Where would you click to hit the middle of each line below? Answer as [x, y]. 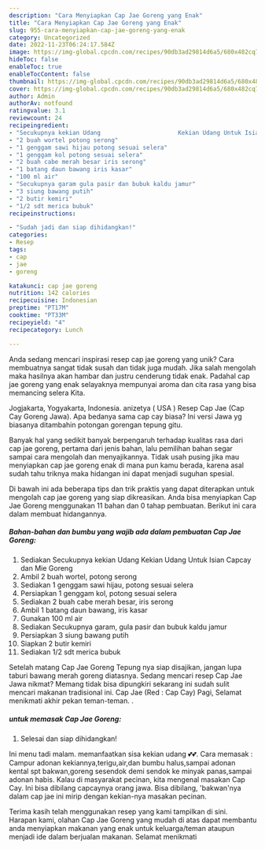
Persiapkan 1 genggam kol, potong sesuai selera [99, 594]
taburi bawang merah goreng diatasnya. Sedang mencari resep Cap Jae [126, 676]
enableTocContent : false [50, 74]
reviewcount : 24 [35, 118]
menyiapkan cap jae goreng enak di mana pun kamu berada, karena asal [127, 465]
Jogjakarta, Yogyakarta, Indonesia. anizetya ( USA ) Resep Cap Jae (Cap [127, 408]
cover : [20, 89]
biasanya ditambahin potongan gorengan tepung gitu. [96, 424]
